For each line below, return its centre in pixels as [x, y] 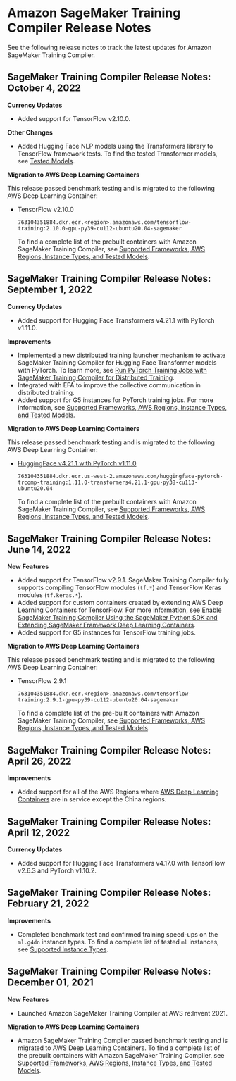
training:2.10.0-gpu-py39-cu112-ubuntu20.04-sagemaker [100, 228]
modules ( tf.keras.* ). [50, 595]
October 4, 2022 [44, 88]
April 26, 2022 [39, 761]
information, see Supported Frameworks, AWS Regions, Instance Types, [122, 407]
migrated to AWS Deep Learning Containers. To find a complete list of [119, 1048]
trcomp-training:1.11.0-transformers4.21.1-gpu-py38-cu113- [107, 482]
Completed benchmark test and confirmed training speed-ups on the [118, 934]
